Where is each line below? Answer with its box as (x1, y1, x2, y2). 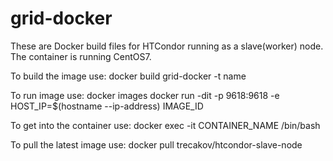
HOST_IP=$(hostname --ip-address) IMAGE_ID (10, 100, 204, 112)
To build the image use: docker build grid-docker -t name (10, 70, 247, 82)
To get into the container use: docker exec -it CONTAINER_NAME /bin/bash (10, 119, 321, 131)
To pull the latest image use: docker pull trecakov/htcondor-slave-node (10, 138, 303, 151)
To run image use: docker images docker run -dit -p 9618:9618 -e (10, 89, 280, 101)
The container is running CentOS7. (10, 50, 152, 62)
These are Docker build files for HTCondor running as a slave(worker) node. (10, 40, 324, 52)
